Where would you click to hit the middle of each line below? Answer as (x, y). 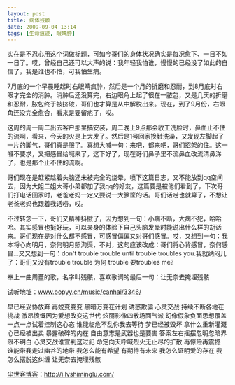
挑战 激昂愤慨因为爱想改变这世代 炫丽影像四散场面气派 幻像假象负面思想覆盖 (117, 316)
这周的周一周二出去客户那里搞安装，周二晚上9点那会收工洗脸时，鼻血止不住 (116, 127)
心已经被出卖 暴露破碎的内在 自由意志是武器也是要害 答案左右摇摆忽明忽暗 (114, 333)
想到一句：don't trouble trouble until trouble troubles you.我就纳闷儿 (129, 253)
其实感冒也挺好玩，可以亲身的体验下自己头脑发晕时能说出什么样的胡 (117, 227)
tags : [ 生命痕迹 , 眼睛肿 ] (41, 33)
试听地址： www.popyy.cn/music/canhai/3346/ (74, 292)
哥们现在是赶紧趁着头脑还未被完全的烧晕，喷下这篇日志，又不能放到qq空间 (115, 177)
